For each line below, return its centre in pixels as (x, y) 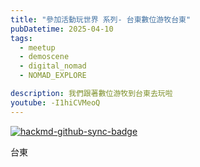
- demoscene (44, 57)
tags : (21, 38)
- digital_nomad (53, 66)
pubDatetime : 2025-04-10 (62, 29)
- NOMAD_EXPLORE (53, 76)
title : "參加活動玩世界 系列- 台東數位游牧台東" (101, 19)
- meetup (37, 47)
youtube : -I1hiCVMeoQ (55, 102)
